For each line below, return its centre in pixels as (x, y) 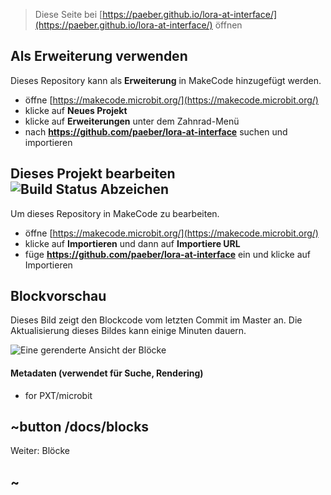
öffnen (228, 25)
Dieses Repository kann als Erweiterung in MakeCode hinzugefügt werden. (166, 80)
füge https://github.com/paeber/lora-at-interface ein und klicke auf (168, 254)
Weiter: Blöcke (40, 451)
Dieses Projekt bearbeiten (93, 174)
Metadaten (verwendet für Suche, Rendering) (107, 373)
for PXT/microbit (58, 395)
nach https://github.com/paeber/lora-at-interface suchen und (156, 131)
